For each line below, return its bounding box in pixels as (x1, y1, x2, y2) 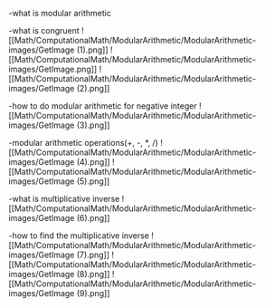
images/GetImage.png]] (8, 63, 98, 74)
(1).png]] (76, 44, 109, 55)
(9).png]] (76, 288, 110, 298)
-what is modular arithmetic (8, 8, 112, 18)
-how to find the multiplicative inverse (8, 230, 150, 241)
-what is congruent (8, 25, 80, 35)
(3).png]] (76, 120, 110, 130)
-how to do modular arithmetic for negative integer (8, 101, 197, 111)
